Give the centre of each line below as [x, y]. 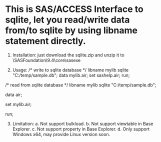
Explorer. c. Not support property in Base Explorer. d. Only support [81, 129]
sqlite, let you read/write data [67, 20]
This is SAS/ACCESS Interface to [74, 9]
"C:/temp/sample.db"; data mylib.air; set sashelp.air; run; [71, 75]
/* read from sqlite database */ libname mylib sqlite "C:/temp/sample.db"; [81, 85]
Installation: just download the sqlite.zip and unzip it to [68, 55]
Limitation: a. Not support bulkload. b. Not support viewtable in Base [83, 123]
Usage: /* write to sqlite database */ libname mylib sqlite [70, 70]
